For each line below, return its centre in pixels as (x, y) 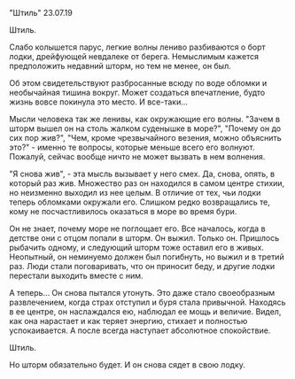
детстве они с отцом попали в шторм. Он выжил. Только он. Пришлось (144, 238)
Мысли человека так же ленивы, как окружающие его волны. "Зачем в (145, 119)
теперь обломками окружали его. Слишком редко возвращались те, (140, 202)
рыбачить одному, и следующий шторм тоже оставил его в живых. (136, 248)
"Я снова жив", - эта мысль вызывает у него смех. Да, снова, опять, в (142, 174)
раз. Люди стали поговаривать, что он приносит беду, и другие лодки (142, 266)
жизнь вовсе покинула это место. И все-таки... (99, 102)
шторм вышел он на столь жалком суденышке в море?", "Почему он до (145, 128)
